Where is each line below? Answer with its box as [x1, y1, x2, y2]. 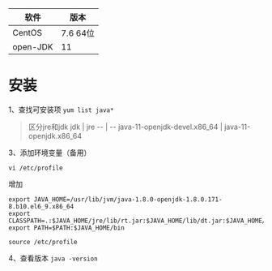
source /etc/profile [8, 238, 79, 246]
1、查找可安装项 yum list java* [8, 105, 114, 114]
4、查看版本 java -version [8, 253, 99, 263]
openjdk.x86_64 [28, 131, 83, 140]
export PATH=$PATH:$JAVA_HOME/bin [8, 223, 125, 232]
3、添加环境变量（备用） [8, 148, 91, 157]
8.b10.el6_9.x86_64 [8, 202, 74, 210]
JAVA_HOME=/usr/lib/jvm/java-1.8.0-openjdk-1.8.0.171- [33, 195, 223, 204]
